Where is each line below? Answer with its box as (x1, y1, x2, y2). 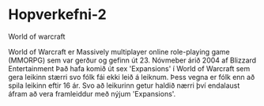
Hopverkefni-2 (8, 6, 107, 24)
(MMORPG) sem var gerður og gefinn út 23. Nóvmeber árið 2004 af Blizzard (8, 55, 257, 65)
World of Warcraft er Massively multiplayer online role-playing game (8, 47, 231, 56)
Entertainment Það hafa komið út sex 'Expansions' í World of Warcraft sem (8, 63, 251, 73)
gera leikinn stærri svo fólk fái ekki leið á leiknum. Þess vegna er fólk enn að (8, 72, 255, 81)
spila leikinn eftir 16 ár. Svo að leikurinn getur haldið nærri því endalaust (8, 81, 240, 90)
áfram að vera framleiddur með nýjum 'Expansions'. (8, 89, 176, 98)
